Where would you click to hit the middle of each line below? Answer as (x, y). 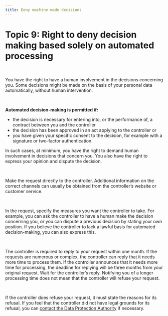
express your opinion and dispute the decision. (54, 161)
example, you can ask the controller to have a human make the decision (79, 216)
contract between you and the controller (54, 125)
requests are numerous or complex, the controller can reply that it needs (80, 257)
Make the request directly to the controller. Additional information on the (80, 181)
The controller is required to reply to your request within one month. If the (81, 251)
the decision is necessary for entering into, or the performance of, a (82, 119)
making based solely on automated (80, 45)
